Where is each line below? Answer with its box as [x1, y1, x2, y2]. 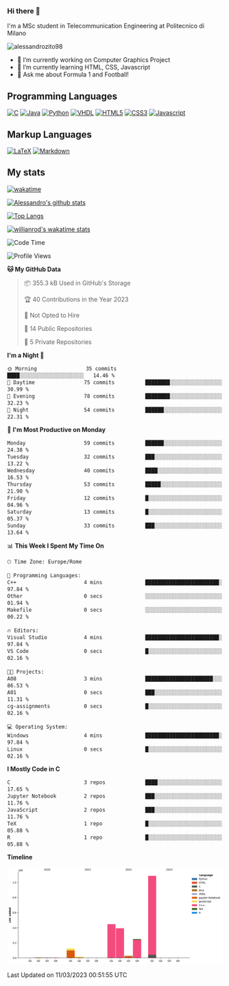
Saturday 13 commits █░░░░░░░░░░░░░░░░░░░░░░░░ [7, 508, 223, 515]
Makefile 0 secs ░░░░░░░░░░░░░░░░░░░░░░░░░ [7, 606, 223, 613]
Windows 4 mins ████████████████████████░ [7, 732, 223, 739]
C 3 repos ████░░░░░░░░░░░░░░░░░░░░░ [7, 779, 223, 786]
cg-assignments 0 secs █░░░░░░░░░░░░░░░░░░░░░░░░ [7, 703, 223, 709]
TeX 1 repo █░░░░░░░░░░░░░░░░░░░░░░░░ [7, 820, 223, 827]
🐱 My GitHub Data [7, 265, 62, 273]
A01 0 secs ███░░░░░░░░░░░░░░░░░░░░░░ [7, 689, 223, 696]
